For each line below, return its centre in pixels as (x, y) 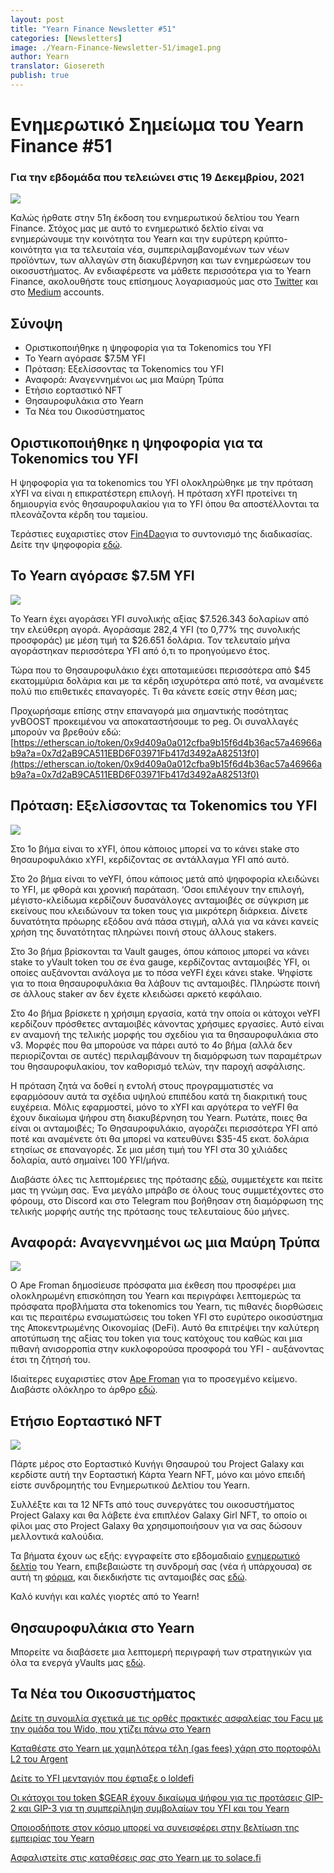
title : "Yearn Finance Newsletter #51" (93, 29)
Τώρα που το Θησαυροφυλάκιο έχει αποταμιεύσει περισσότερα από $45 (160, 670)
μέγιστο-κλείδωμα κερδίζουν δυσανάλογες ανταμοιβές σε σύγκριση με (160, 900)
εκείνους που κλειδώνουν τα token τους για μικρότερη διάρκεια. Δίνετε (159, 910)
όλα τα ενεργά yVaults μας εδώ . (78, 1663)
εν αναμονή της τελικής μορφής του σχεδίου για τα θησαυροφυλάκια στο (164, 1034)
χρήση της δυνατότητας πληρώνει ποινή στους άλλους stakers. (143, 932)
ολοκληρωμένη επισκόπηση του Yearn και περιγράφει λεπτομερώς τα (156, 1296)
